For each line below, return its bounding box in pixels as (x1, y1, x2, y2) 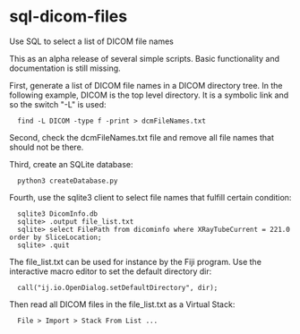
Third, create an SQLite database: (9, 158, 133, 169)
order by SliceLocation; (9, 233, 102, 242)
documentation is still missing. (9, 63, 121, 73)
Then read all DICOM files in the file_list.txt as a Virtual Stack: (9, 298, 236, 310)
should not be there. (9, 141, 84, 152)
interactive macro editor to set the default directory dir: (9, 266, 212, 277)
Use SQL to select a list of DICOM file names (9, 36, 175, 47)
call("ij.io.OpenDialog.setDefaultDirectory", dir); (17, 283, 219, 292)
